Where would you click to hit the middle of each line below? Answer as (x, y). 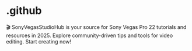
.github (24, 11)
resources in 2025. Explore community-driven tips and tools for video (90, 35)
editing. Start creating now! (39, 41)
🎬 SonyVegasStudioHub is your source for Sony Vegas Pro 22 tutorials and (96, 27)
